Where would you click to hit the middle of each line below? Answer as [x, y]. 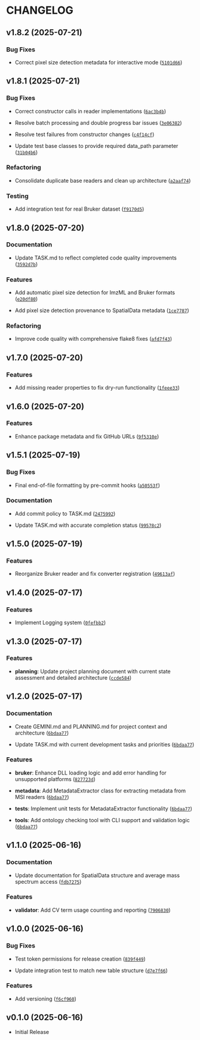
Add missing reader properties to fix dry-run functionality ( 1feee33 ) [97, 388]
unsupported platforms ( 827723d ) [55, 779]
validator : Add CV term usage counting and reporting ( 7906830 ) [93, 910]
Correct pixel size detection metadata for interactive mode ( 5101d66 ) [99, 62]
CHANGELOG [40, 10]
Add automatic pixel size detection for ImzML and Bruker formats [95, 292]
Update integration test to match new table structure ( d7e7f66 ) [91, 970]
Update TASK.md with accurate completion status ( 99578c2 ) [88, 525]
